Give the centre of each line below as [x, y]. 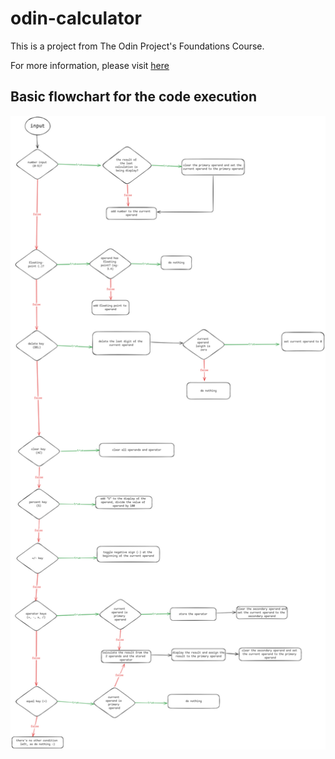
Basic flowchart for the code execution [134, 97]
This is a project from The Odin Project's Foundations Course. [137, 46]
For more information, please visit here [90, 65]
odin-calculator [76, 18]
